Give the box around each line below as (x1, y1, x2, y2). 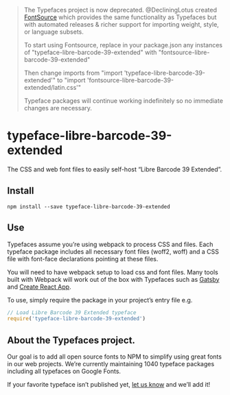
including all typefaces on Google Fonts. (7, 367, 122, 376)
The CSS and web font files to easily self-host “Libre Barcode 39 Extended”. (7, 165, 222, 173)
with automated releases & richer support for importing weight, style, (23, 21, 220, 28)
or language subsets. (23, 27, 84, 36)
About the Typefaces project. (7, 334, 136, 346)
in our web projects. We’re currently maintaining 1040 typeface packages (7, 360, 215, 368)
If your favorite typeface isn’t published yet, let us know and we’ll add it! (7, 381, 211, 389)
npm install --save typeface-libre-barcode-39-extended (7, 203, 170, 210)
